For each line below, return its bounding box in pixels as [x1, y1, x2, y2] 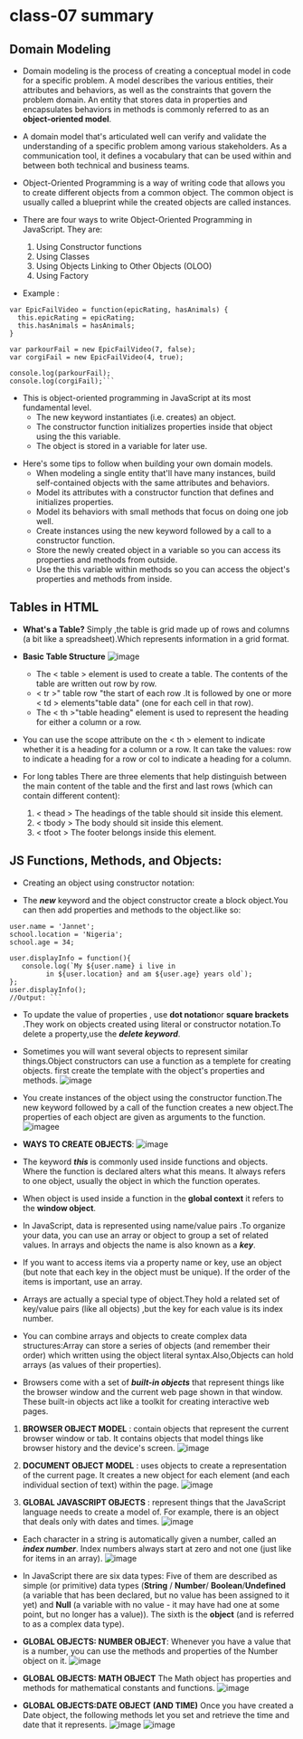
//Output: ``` [9, 993, 63, 1002]
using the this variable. [35, 431, 121, 442]
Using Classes [35, 251, 90, 262]
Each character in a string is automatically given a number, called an [22, 1534, 278, 1544]
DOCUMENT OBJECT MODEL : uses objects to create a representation [22, 1459, 287, 1471]
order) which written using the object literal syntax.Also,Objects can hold [22, 1350, 294, 1361]
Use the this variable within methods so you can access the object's [35, 564, 290, 575]
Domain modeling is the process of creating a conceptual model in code [22, 65, 291, 76]
